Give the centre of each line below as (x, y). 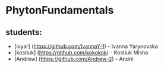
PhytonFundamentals (60, 10)
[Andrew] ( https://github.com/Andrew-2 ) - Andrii (74, 59)
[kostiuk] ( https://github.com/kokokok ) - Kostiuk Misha (81, 53)
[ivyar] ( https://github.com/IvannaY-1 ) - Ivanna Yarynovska (86, 46)
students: (24, 32)
